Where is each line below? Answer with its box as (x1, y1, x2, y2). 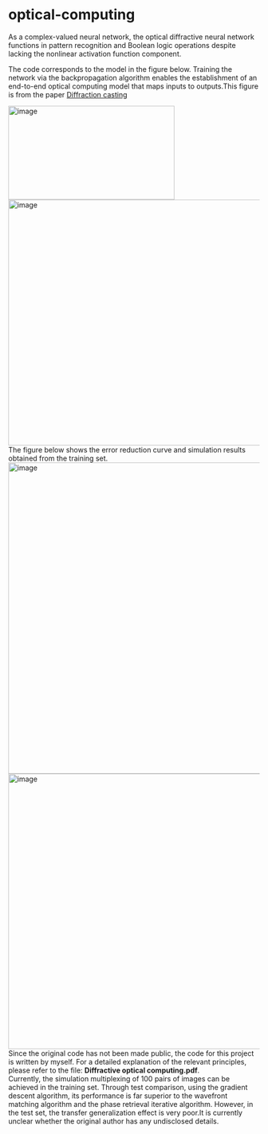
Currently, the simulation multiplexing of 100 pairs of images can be (8, 1073, 230, 1083)
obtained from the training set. (8, 453, 108, 463)
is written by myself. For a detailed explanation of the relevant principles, (8, 1057, 247, 1066)
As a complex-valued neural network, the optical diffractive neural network (8, 32, 255, 41)
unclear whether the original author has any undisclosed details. (8, 1116, 219, 1126)
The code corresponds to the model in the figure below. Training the (8, 64, 233, 73)
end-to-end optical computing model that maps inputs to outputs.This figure (8, 81, 259, 91)
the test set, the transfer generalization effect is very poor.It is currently (8, 1108, 243, 1117)
